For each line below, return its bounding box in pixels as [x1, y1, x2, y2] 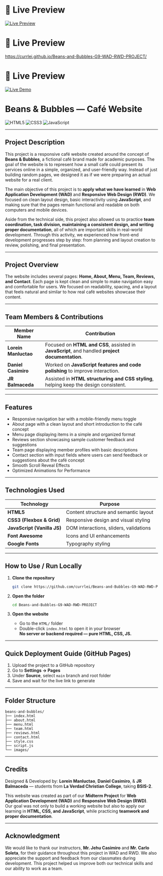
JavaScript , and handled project [45, 347, 120, 354]
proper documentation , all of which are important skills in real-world [5, 227, 143, 232]
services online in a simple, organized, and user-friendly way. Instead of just [5, 166, 158, 172]
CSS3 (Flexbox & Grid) [7, 516, 61, 523]
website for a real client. [5, 177, 53, 182]
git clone [12, 584, 33, 589]
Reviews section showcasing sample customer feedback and [12, 437, 134, 442]
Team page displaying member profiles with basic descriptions [12, 447, 138, 453]
